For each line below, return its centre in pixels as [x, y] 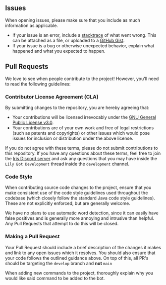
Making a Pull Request [32, 237]
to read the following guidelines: [38, 84]
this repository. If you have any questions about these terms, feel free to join [83, 153]
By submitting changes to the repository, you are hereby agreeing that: [77, 107]
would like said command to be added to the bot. [55, 278]
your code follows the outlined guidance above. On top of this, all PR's [77, 258]
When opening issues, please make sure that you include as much [73, 20]
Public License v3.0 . [33, 122]
